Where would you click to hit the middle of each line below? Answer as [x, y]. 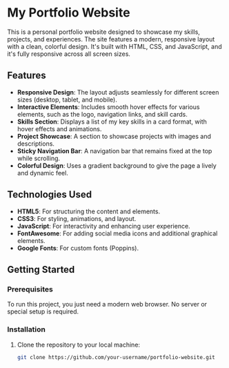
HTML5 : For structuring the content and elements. [89, 211]
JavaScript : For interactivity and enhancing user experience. [104, 226]
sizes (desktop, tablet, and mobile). [67, 99]
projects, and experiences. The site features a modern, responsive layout [111, 39]
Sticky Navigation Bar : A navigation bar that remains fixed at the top [114, 151]
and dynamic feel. [43, 173]
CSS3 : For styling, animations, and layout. [77, 218]
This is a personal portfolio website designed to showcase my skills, [103, 32]
